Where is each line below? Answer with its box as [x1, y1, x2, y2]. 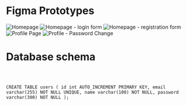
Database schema [6, 50, 96, 64]
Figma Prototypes [6, 4, 95, 18]
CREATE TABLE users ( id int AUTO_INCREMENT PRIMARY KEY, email [6, 84, 166, 90]
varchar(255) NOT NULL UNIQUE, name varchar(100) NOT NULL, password [6, 89, 179, 95]
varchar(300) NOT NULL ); [6, 94, 69, 100]
